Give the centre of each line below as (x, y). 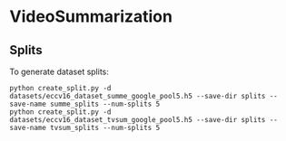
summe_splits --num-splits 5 (105, 104)
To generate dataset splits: (59, 71)
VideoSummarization (91, 17)
